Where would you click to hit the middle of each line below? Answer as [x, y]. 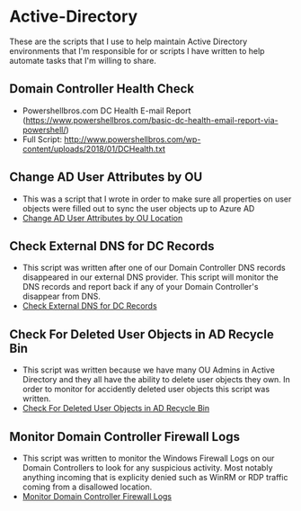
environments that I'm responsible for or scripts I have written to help [137, 50]
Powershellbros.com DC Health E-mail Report [106, 111]
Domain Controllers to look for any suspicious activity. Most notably [147, 468]
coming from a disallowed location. [87, 487]
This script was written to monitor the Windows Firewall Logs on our [148, 458]
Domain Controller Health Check [102, 89]
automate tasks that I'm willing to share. [83, 60]
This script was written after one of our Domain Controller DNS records [154, 268]
